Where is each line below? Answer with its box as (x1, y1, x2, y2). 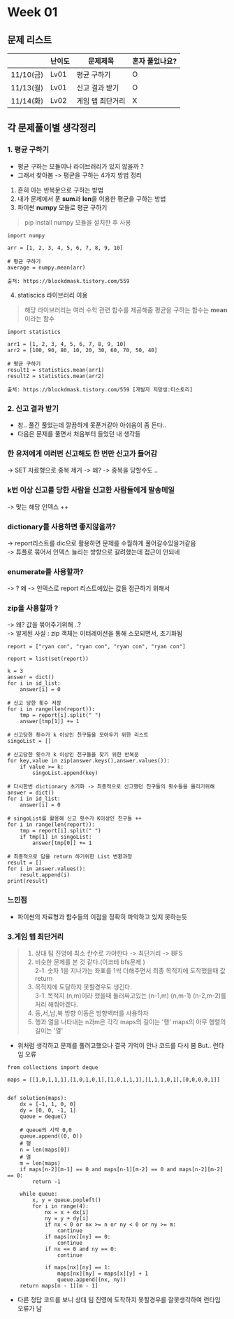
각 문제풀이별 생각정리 (7, 122, 96, 134)
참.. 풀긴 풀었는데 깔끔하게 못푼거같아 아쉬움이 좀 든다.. (17, 421, 166, 429)
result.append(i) (20, 872, 71, 879)
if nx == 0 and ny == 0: (44, 1245, 117, 1253)
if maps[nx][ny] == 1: (44, 1264, 111, 1271)
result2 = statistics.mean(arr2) (7, 372, 105, 379)
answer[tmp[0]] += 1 (32, 839, 92, 847)
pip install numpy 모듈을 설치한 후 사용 (24, 218, 131, 226)
